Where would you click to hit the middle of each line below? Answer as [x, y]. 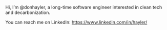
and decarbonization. [28, 12]
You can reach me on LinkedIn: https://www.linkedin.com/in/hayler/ [76, 22]
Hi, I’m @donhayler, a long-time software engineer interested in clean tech [84, 7]
